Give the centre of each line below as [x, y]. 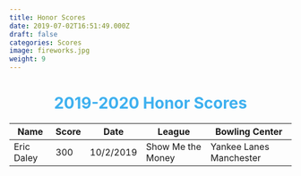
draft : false [34, 34]
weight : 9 [28, 59]
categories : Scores [46, 42]
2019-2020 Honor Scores [150, 103]
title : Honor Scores [48, 17]
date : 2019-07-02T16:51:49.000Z [69, 26]
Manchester [236, 157]
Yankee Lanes [240, 147]
